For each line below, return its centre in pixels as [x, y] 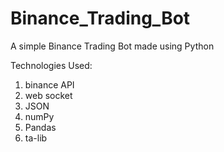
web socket [48, 95]
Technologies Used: [51, 65]
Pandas [40, 127]
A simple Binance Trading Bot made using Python [112, 46]
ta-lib [36, 138]
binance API [49, 84]
